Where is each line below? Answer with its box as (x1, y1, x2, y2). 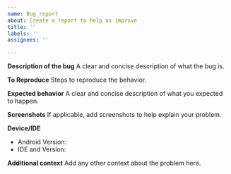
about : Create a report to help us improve (7, 17, 138, 24)
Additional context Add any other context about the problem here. (7, 159, 201, 168)
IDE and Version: (17, 145, 66, 154)
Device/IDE (7, 124, 41, 132)
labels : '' (7, 30, 40, 37)
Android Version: (17, 138, 67, 147)
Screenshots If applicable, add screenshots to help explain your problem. (7, 111, 222, 119)
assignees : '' (7, 37, 49, 44)
